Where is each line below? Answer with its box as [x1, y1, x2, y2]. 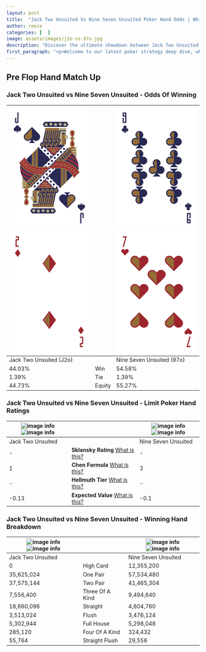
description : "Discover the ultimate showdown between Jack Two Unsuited [6, 42, 199, 48]
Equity [94, 382, 112, 389]
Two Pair [82, 579, 105, 586]
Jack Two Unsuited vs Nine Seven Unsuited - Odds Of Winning [6, 91, 197, 99]
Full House [82, 619, 110, 627]
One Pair [82, 570, 105, 578]
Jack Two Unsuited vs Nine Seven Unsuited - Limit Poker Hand [6, 399, 196, 407]
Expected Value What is [71, 491, 133, 499]
